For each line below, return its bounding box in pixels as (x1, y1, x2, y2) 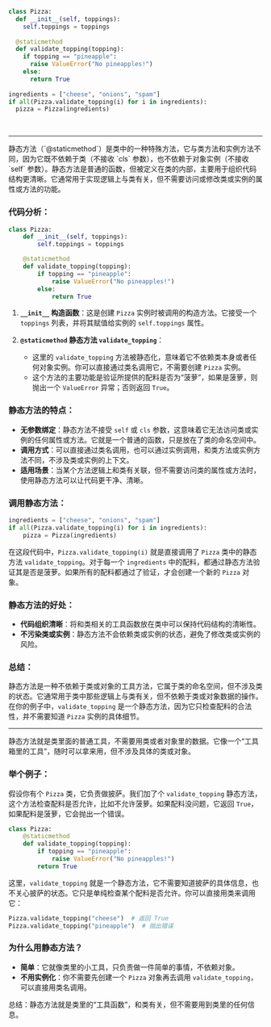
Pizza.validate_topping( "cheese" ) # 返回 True (8, 914, 169, 922)
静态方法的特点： (8, 405, 75, 416)
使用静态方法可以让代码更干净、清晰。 (19, 475, 148, 484)
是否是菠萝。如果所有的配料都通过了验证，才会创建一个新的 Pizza (22, 567, 240, 576)
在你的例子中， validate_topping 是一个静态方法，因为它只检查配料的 (8, 702, 238, 711)
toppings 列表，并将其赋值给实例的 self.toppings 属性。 (19, 318, 208, 328)
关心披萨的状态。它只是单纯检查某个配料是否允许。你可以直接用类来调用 (15, 888, 256, 898)
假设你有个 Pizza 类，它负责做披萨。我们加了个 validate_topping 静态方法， (8, 788, 262, 799)
